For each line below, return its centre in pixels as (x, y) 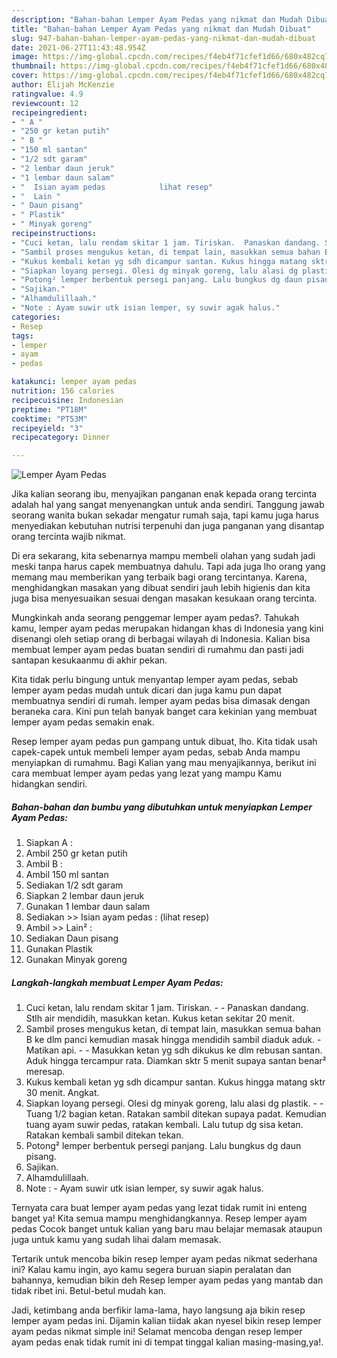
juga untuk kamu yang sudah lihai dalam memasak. (116, 1240)
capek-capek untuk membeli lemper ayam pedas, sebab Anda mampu (156, 752)
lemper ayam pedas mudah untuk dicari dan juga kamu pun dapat (147, 690)
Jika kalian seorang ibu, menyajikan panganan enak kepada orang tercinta (164, 494)
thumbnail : (34, 66)
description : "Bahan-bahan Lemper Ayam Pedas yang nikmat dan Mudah (157, 19)
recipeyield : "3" (47, 428)
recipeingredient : (49, 112)
